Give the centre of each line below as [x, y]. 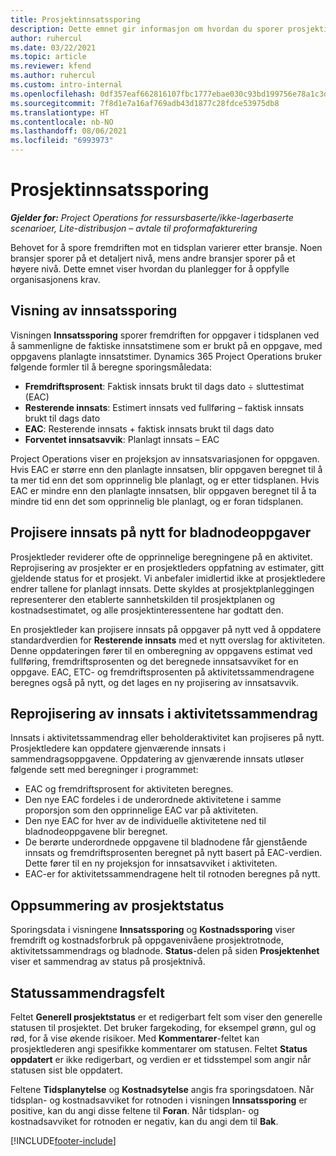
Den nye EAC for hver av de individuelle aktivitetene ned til [145, 821]
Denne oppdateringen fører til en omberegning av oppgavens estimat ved [161, 650]
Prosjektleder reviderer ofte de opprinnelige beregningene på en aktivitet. [161, 557]
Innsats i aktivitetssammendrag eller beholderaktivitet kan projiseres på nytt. [167, 738]
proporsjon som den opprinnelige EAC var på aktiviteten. [141, 810]
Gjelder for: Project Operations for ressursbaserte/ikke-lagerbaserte [152, 217]
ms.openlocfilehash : [53, 94]
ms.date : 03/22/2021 [53, 47]
